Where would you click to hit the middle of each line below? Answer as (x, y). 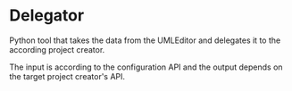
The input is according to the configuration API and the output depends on (146, 67)
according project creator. (57, 49)
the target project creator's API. (67, 76)
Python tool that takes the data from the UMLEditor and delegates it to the (145, 40)
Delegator (47, 16)
